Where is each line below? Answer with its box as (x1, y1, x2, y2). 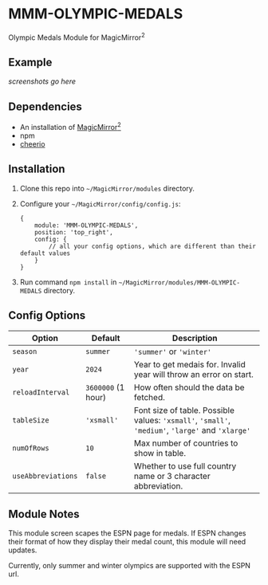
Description (171, 332, 218, 344)
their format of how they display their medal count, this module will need (8, 537, 246, 547)
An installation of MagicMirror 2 (19, 121, 121, 132)
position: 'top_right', (34, 228, 113, 236)
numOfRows (12, 443, 49, 453)
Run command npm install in (19, 277, 117, 287)
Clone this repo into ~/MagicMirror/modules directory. (19, 183, 195, 193)
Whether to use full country (134, 460, 237, 471)
